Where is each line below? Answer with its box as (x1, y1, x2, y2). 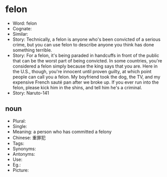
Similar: (12, 31, 29, 37)
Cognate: (12, 25, 32, 31)
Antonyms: (12, 151, 35, 157)
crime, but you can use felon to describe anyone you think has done (12, 41, 154, 47)
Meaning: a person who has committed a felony (12, 129, 112, 135)
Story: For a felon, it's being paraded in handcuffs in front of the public (12, 52, 159, 58)
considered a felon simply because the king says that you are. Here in (12, 63, 158, 69)
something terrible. (12, 47, 52, 53)
